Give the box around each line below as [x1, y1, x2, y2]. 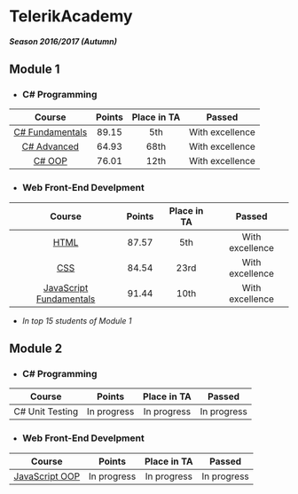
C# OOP [33, 155, 68, 168]
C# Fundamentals [13, 126, 88, 138]
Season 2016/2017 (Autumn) [9, 35, 118, 46]
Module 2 [9, 341, 63, 357]
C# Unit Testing [13, 405, 79, 418]
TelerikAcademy [9, 6, 133, 27]
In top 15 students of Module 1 [21, 315, 132, 325]
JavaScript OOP [13, 470, 81, 482]
